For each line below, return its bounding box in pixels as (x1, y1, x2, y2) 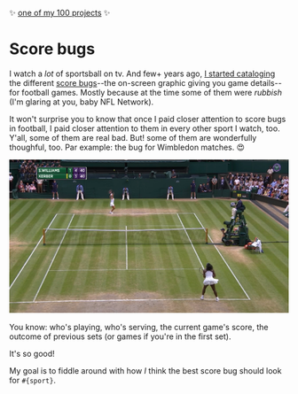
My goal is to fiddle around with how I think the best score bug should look (9, 365, 282, 375)
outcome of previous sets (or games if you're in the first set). (9, 331, 231, 342)
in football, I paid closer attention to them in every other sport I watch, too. (9, 123, 281, 134)
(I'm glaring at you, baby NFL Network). (9, 97, 154, 107)
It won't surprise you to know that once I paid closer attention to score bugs (9, 113, 286, 124)
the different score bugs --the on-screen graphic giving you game (9, 77, 249, 88)
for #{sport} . (9, 375, 56, 385)
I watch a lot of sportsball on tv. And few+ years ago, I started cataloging (9, 68, 276, 79)
